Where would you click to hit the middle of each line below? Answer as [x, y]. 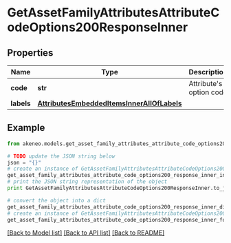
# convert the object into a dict [57, 200]
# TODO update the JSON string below [61, 156]
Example [26, 128]
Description [208, 72]
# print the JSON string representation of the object [87, 182]
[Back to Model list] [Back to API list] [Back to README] [86, 233]
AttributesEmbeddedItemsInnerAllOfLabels [110, 103]
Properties [30, 53]
